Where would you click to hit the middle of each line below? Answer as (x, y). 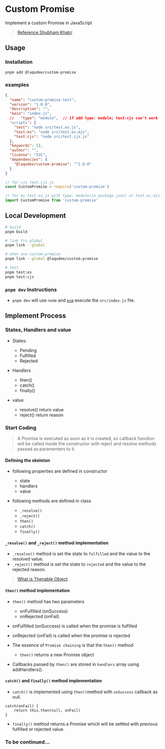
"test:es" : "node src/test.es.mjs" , (52, 132)
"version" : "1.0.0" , (31, 104)
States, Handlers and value (38, 330)
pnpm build (16, 232)
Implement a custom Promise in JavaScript (49, 23)
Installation (19, 62)
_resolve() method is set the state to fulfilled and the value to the (81, 554)
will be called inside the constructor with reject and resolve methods (87, 444)
